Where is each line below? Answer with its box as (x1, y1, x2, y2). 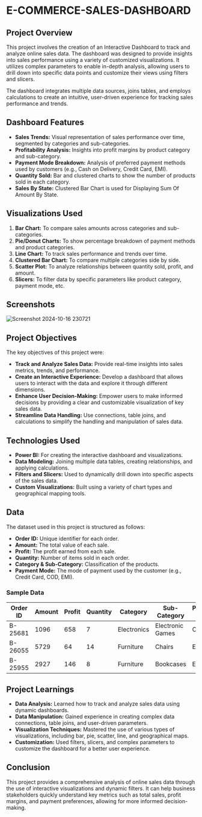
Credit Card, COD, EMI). (14, 573, 74, 580)
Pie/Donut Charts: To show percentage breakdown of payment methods (14, 237, 195, 244)
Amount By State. (14, 191, 59, 198)
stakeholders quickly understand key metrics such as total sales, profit (6, 791, 182, 798)
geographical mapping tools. (14, 490, 86, 497)
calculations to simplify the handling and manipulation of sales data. (14, 418, 183, 425)
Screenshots (6, 299, 55, 310)
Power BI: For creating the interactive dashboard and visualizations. (14, 452, 183, 459)
